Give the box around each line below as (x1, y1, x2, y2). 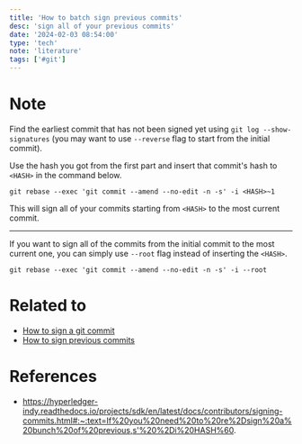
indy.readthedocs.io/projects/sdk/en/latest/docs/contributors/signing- (22, 405, 283, 416)
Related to (9, 295, 87, 316)
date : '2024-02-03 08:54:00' (9, 30, 119, 39)
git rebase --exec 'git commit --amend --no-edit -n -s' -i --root (9, 265, 268, 275)
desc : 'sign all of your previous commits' (9, 22, 175, 31)
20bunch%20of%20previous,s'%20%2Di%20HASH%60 (22, 424, 235, 435)
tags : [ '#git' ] (9, 55, 67, 64)
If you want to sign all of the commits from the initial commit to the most (9, 238, 275, 249)
